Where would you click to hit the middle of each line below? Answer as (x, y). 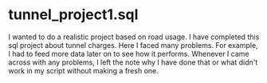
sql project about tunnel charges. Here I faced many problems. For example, (133, 45)
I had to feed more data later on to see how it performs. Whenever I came (129, 53)
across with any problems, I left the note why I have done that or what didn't (133, 62)
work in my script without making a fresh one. (83, 70)
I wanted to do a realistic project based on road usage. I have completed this (134, 37)
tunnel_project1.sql (73, 15)
